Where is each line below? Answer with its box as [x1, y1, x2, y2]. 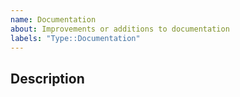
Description [10, 70, 85, 87]
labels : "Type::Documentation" [10, 33, 141, 43]
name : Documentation [10, 14, 97, 25]
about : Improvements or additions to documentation [10, 24, 230, 34]
